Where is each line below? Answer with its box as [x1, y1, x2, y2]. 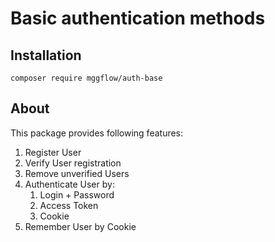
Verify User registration [24, 157, 122, 169]
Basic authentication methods [10, 7, 266, 30]
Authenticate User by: [24, 178, 115, 190]
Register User [24, 146, 82, 158]
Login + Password [39, 188, 115, 201]
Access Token [39, 199, 99, 211]
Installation [10, 47, 82, 64]
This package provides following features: [10, 127, 184, 139]
